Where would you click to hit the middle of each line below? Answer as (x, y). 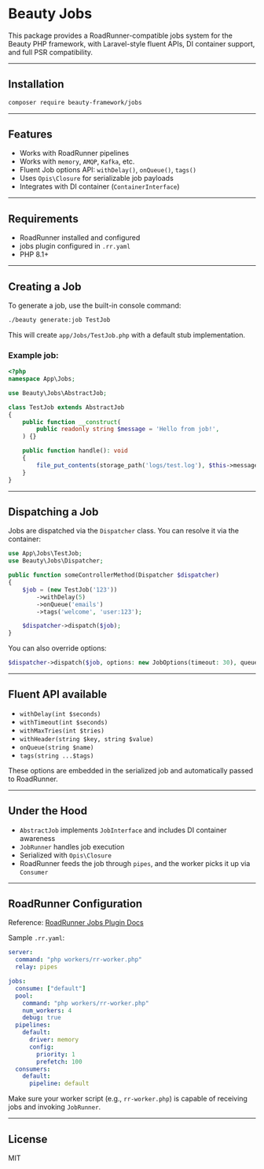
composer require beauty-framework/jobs (75, 102)
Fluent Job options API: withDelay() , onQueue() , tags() (108, 170)
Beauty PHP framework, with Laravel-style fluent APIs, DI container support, (132, 43)
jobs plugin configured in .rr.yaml (75, 246)
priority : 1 (56, 1054)
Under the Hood (48, 811)
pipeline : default (59, 1084)
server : (21, 953)
